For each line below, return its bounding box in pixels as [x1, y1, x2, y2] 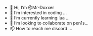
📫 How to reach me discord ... [9, 26, 73, 31]
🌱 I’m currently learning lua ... [9, 15, 70, 20]
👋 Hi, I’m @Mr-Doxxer [9, 5, 54, 10]
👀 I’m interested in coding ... [9, 10, 67, 16]
